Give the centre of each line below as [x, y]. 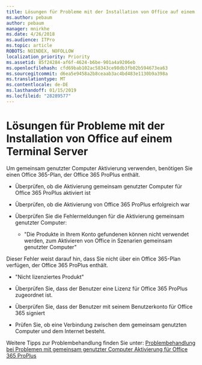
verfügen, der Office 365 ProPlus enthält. [57, 265]
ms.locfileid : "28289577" [38, 96]
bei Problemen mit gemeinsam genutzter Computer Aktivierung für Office [97, 349]
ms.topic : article [29, 46]
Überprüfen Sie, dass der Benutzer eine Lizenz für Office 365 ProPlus [101, 288]
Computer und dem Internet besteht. [60, 331]
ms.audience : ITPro [31, 40]
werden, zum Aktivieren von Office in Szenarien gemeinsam [98, 240]
